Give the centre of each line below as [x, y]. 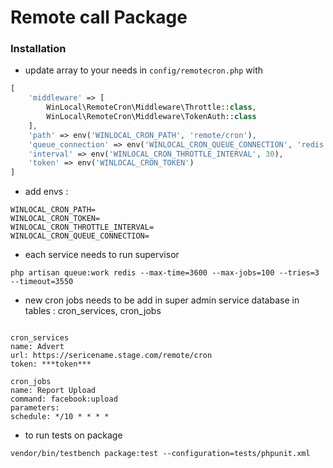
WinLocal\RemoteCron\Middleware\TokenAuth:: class [151, 117]
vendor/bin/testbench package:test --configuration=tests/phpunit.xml [160, 454]
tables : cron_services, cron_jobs [93, 311]
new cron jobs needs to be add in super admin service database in [162, 300]
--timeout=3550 [42, 282]
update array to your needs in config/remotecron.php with [144, 70]
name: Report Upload [53, 391]
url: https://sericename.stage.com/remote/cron [111, 356]
